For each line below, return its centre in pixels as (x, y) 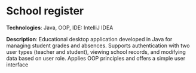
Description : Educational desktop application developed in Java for (89, 39)
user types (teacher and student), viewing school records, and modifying (96, 51)
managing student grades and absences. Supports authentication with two (98, 45)
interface (17, 65)
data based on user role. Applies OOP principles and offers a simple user (96, 58)
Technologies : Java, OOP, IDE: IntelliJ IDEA (60, 28)
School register (45, 11)
